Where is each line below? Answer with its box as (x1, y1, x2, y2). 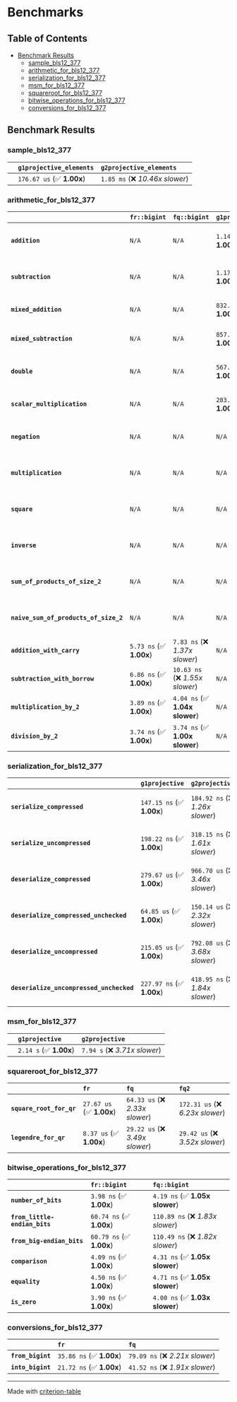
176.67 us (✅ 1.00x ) (18, 174, 86, 184)
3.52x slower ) (178, 1137, 226, 1147)
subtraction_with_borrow (11, 674, 95, 683)
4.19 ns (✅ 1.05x (152, 1191, 211, 1201)
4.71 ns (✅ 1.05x (152, 1273, 211, 1283)
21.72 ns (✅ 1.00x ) (57, 1362, 122, 1372)
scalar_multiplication (11, 400, 87, 408)
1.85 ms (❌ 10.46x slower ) (100, 174, 189, 184)
